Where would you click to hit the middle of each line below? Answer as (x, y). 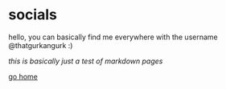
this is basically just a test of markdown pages (86, 61)
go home (23, 76)
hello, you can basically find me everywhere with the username (113, 37)
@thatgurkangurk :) (41, 45)
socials (33, 15)
